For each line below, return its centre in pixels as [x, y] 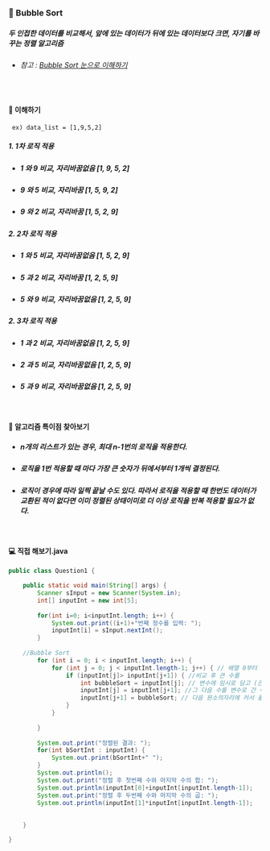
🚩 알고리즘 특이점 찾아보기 [49, 427]
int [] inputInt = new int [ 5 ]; [88, 600]
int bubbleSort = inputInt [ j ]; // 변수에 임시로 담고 [165, 683]
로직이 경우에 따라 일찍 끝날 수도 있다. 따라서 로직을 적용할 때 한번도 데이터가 [138, 490]
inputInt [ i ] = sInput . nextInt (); [107, 631]
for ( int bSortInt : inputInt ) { [92, 750]
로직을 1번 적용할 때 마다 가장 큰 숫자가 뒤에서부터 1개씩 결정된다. [120, 469]
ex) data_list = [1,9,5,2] [57, 127]
